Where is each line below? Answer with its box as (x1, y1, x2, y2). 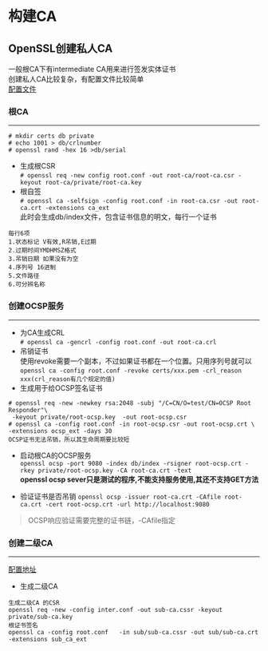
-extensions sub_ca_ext (8, 635, 88, 643)
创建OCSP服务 (8, 300, 65, 312)
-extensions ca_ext (45, 204, 110, 212)
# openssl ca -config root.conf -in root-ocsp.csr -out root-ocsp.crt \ (8, 420, 255, 428)
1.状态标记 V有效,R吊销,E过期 (8, 238, 97, 246)
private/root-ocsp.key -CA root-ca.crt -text (37, 466, 192, 474)
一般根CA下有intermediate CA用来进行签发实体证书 (8, 65, 176, 73)
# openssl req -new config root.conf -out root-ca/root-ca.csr (19, 172, 235, 180)
